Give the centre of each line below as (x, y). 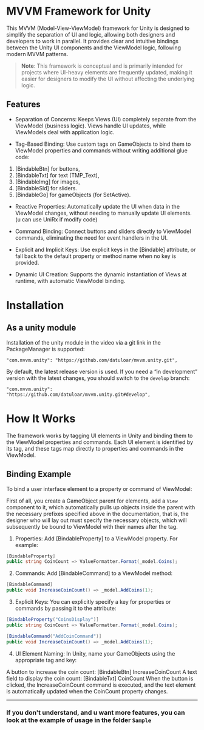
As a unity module (41, 328)
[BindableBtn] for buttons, (47, 168)
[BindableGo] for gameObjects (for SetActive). (73, 195)
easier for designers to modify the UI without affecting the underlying (108, 79)
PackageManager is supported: (46, 349)
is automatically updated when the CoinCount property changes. (87, 691)
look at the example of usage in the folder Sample (79, 720)
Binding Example (39, 474)
